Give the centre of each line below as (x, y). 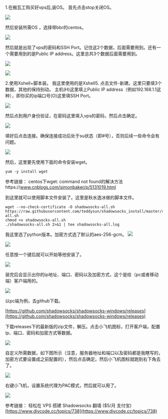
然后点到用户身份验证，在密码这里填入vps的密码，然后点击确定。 (72, 116)
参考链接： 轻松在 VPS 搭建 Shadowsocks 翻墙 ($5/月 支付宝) (68, 405)
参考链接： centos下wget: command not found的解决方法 (64, 181)
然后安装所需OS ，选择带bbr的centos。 (46, 27)
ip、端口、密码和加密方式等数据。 (40, 333)
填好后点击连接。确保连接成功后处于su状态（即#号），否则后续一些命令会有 (82, 136)
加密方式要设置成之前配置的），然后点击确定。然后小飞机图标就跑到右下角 (81, 359)
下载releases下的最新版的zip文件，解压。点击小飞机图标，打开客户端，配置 (83, 327)
